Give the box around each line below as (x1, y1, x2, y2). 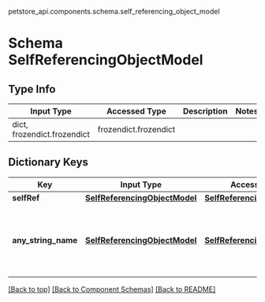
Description (182, 106, 228, 117)
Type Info (8, 82, 56, 95)
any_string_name (12, 234, 78, 245)
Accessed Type (106, 106, 167, 117)
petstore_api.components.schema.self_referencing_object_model (8, 7, 220, 16)
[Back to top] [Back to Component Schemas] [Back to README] (8, 284, 216, 294)
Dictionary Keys (8, 155, 89, 169)
